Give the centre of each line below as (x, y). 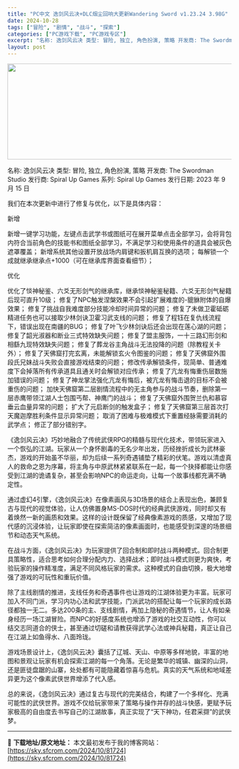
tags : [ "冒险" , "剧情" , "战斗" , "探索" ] (64, 27)
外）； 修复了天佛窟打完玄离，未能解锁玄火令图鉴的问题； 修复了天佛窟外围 (117, 353)
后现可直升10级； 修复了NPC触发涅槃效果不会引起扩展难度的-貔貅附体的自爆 (119, 300)
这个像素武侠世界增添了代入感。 (73, 679)
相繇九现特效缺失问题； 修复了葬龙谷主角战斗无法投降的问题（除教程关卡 (114, 344)
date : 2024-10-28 (33, 21)
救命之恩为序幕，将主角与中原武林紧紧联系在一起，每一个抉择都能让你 (122, 467)
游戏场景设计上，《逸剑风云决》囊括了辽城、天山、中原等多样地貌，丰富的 (115, 652)
